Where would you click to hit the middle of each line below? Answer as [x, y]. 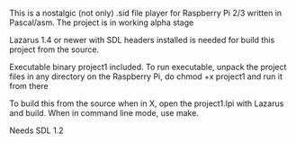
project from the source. [54, 49]
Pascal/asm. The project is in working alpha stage [102, 22]
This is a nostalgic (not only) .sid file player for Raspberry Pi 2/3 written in [146, 13]
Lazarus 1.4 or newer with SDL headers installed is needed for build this [142, 40]
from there [29, 86]
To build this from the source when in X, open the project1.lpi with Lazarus [147, 103]
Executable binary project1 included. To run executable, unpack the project [148, 67]
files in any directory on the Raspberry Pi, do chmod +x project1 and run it [146, 76]
